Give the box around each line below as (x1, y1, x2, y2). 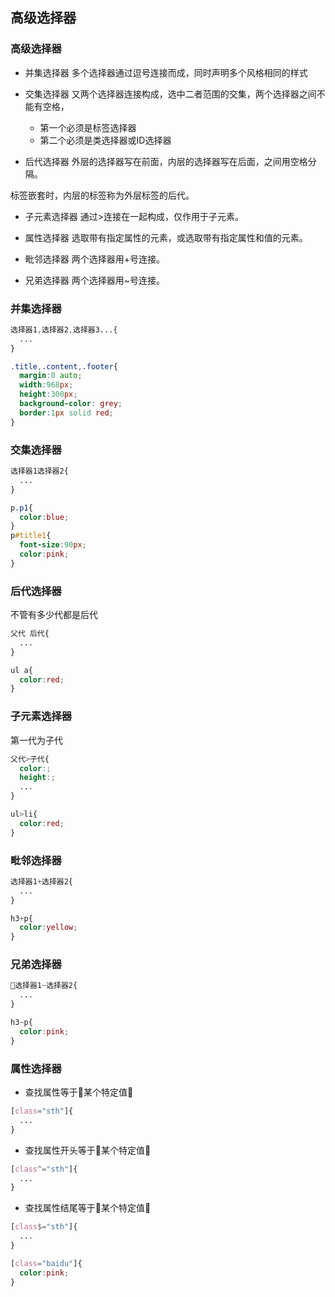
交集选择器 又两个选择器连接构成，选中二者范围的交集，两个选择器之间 (24, 88, 317, 100)
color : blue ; (19, 512, 70, 522)
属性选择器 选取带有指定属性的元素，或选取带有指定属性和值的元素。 (24, 231, 308, 243)
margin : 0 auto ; (19, 371, 83, 381)
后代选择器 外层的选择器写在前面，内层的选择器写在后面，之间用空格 (24, 155, 308, 167)
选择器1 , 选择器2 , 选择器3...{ (10, 324, 118, 335)
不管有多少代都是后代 (10, 609, 98, 621)
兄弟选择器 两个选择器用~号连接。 (24, 274, 165, 286)
